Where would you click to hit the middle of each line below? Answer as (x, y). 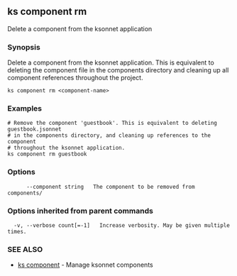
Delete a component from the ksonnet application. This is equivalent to (111, 62)
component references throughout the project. (75, 78)
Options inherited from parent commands (81, 211)
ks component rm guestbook (47, 154)
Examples (25, 109)
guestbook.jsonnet (34, 129)
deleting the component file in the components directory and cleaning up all (118, 70)
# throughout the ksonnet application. (66, 148)
